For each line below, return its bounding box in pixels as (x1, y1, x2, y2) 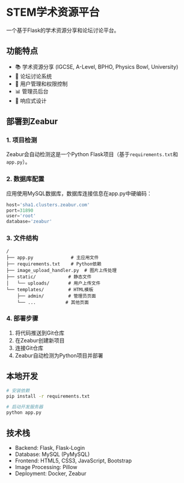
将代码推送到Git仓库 (14, 329, 65, 336)
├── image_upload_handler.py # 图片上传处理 (6, 267, 117, 273)
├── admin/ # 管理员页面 (17, 293, 96, 299)
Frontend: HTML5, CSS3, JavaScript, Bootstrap (14, 456, 132, 464)
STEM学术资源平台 (6, 5, 100, 19)
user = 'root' (6, 213, 36, 219)
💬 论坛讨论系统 (14, 72, 52, 80)
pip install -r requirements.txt (6, 393, 90, 399)
